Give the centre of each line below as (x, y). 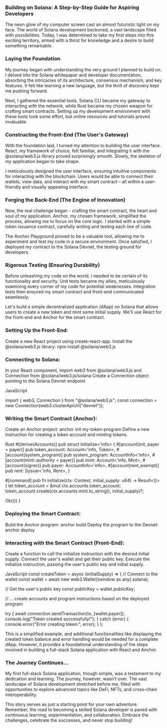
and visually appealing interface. (55, 187)
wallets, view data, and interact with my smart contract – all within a (75, 182)
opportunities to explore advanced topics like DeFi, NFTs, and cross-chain (81, 690)
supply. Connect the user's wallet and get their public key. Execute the (78, 559)
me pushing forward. (27, 91)
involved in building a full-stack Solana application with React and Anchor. (81, 650)
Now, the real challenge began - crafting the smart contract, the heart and (81, 211)
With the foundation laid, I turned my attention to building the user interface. (83, 145)
